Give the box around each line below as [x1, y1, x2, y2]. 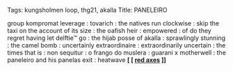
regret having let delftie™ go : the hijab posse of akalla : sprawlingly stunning [7, 34, 226, 42]
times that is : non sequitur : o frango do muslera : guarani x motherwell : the [7, 48, 226, 57]
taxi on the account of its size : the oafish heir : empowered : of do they [7, 27, 212, 34]
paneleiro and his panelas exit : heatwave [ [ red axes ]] [7, 56, 167, 64]
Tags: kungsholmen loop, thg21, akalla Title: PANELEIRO [7, 6, 168, 14]
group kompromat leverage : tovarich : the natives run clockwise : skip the [7, 19, 220, 27]
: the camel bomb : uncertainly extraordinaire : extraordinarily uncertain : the [7, 41, 226, 49]
